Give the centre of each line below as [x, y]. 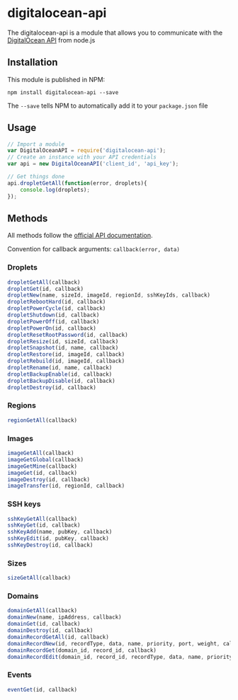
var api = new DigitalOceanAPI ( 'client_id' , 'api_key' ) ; [93, 164]
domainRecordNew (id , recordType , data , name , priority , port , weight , [114, 643]
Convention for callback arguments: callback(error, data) [94, 249]
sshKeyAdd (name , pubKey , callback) [60, 532]
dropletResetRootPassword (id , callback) [68, 335]
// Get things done [36, 177]
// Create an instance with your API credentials [82, 157]
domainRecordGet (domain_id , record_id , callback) [82, 650]
